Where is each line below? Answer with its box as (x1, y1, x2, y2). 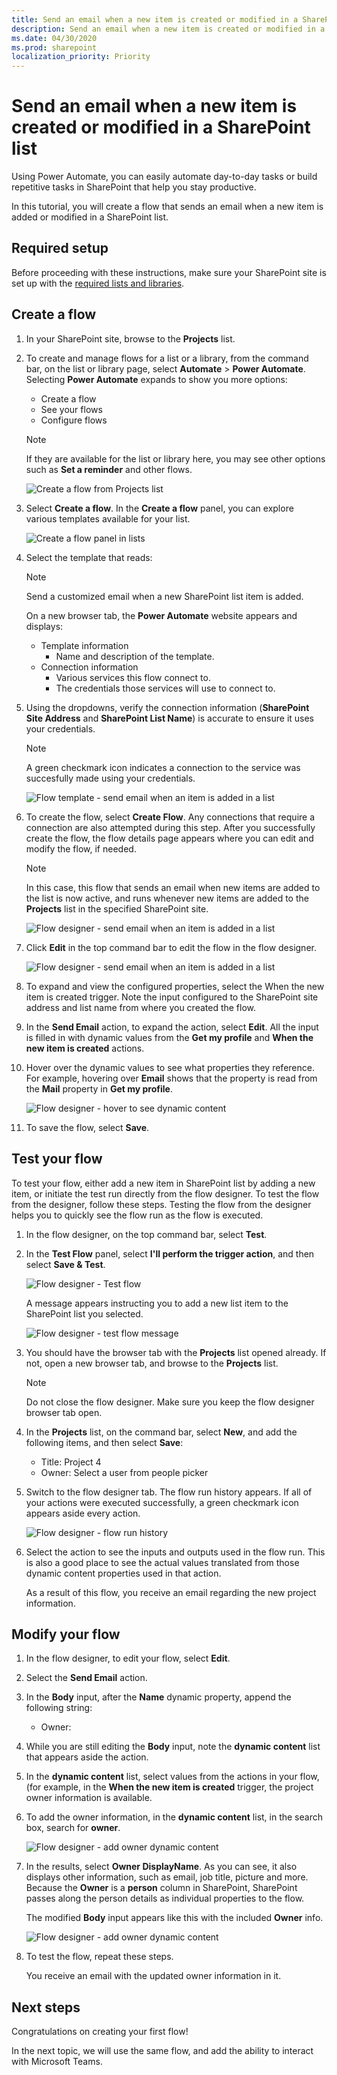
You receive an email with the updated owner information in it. (25, 1970, 282, 1982)
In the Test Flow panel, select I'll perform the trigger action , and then (25, 1247, 315, 1260)
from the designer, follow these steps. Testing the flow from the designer (11, 1198, 312, 1210)
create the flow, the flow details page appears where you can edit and (25, 832, 314, 844)
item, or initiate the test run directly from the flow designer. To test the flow (11, 1187, 320, 1200)
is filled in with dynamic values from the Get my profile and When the (25, 1031, 314, 1043)
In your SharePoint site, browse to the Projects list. (25, 332, 236, 345)
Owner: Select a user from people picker (40, 1466, 209, 1478)
